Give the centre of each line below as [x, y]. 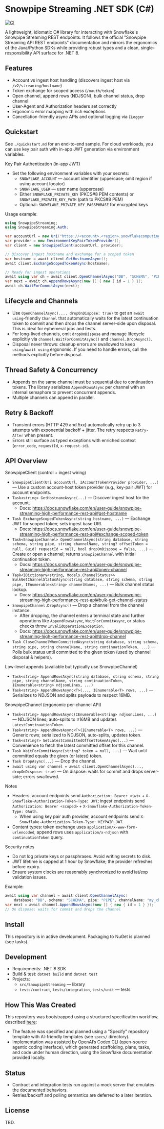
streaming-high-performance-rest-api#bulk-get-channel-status [83, 600]
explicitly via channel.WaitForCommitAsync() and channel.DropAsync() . [82, 339]
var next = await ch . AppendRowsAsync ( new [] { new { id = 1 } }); [74, 281]
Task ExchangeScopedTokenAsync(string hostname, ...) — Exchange [81, 518]
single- [148, 48]
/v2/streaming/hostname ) [37, 85]
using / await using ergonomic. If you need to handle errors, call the [80, 349]
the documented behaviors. [40, 1090]
